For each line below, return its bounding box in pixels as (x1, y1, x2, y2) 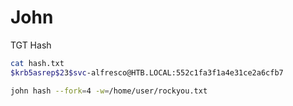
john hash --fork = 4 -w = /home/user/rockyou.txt (10, 86, 208, 96)
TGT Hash (10, 39, 52, 51)
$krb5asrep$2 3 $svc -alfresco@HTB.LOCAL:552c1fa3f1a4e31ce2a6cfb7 (10, 67, 284, 78)
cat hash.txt (10, 58, 65, 68)
